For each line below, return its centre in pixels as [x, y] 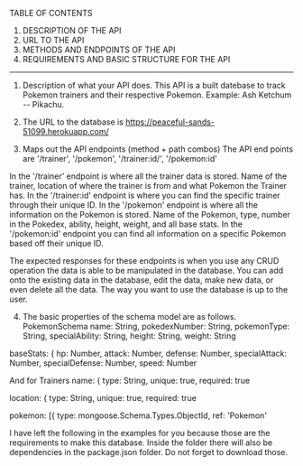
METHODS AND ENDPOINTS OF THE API [99, 50]
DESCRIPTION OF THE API [72, 30]
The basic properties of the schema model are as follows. [129, 317]
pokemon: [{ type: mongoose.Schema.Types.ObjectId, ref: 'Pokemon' [138, 415]
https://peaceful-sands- [170, 122]
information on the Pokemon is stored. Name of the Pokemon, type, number [150, 214]
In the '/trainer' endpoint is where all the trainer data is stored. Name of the [148, 176]
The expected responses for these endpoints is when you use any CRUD [144, 261]
